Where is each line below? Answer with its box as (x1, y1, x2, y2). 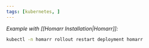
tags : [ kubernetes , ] (6, 8, 60, 15)
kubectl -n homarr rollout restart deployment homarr (6, 36, 144, 42)
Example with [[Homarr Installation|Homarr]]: (6, 25, 118, 32)
